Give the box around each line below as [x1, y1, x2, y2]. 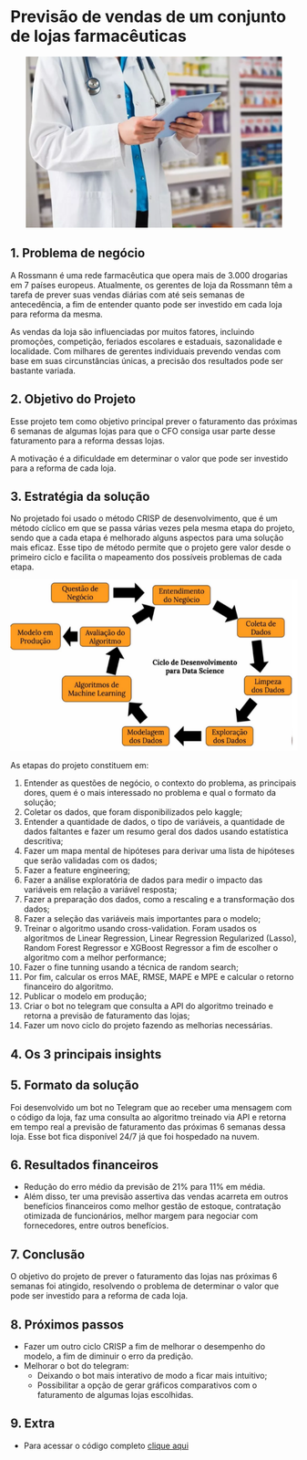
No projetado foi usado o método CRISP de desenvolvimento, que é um [10, 513, 278, 524]
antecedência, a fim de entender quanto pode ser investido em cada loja [10, 298, 283, 309]
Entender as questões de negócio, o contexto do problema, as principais [23, 777, 297, 788]
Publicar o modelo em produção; [23, 991, 147, 1002]
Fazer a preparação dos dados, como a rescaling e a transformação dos [23, 894, 295, 905]
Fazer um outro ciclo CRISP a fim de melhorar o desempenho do [23, 1341, 266, 1352]
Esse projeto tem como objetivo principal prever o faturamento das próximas [10, 415, 298, 426]
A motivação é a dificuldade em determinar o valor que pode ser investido [10, 453, 289, 464]
